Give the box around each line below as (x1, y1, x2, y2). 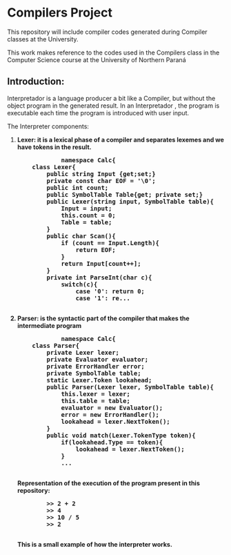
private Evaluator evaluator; (46, 356, 149, 363)
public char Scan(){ (46, 232, 116, 240)
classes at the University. (7, 35, 79, 43)
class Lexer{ (32, 163, 76, 171)
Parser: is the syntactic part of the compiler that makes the (17, 314, 190, 322)
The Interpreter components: (7, 122, 90, 130)
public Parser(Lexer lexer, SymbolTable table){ (46, 383, 214, 391)
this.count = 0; (61, 211, 116, 219)
